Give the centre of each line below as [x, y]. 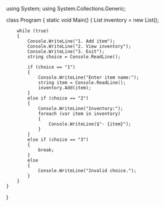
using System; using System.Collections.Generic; [66, 9]
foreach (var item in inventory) [79, 114]
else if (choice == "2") [58, 98]
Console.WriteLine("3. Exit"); [66, 51]
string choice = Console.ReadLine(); [74, 57]
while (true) [33, 31]
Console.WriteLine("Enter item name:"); [88, 78]
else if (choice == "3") [58, 140]
